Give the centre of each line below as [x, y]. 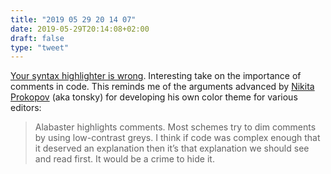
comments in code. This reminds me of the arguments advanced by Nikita [162, 87]
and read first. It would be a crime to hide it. [124, 159]
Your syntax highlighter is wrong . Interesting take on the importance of [156, 76]
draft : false [37, 38]
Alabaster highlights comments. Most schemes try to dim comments [175, 127]
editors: [26, 108]
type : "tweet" [40, 47]
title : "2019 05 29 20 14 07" [73, 19]
